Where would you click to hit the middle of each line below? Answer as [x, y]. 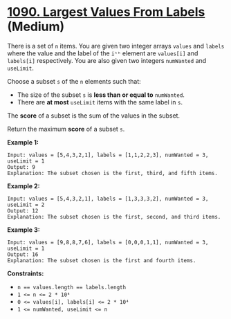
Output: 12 [23, 211]
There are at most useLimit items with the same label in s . [100, 102]
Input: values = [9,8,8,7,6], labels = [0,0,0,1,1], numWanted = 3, [108, 242]
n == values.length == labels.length [72, 287]
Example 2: [24, 186]
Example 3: [24, 230]
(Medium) [36, 27]
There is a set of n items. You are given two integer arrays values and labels [116, 46]
